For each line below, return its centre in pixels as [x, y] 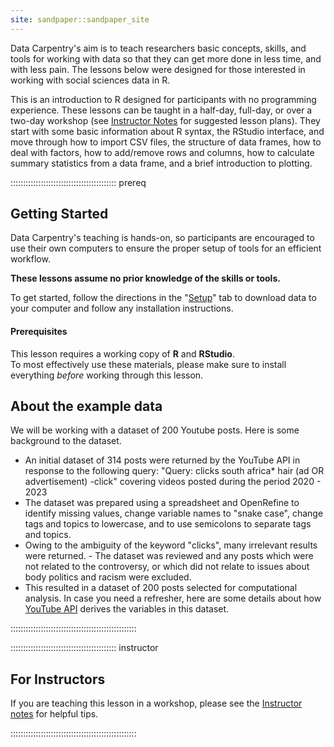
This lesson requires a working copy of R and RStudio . [122, 353]
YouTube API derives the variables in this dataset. [127, 609]
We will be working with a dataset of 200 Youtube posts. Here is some [155, 430]
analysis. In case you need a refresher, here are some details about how [173, 598]
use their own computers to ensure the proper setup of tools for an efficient [166, 248]
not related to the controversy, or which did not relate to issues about [167, 567]
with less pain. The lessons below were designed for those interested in [158, 69]
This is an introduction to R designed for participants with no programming [163, 99]
